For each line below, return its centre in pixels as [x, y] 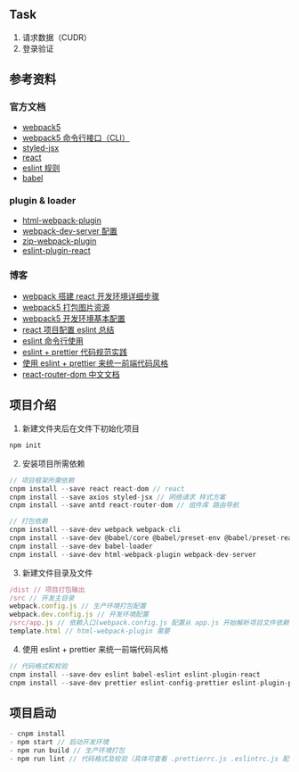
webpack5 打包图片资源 [66, 308]
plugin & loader [43, 201]
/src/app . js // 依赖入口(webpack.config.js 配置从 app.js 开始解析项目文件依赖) [151, 623]
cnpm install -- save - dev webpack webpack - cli [95, 530]
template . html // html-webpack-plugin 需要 [90, 631]
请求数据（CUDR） [57, 37]
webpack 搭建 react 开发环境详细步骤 [91, 296]
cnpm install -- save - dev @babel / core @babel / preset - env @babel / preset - [145, 538]
